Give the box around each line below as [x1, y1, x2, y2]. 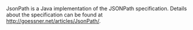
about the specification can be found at [6, 11, 103, 18]
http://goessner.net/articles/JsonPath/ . [6, 18, 101, 24]
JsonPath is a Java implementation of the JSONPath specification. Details [6, 5, 187, 12]
